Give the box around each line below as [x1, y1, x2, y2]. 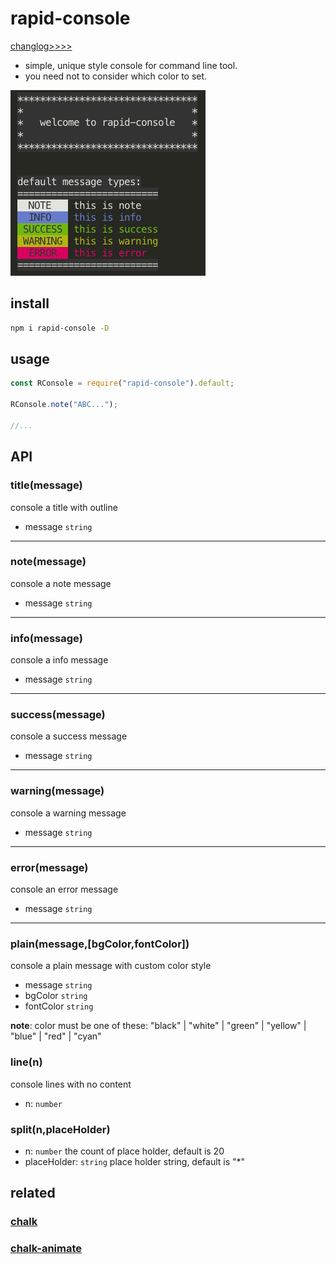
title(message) [10, 478, 83, 492]
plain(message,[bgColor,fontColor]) [10, 937, 190, 951]
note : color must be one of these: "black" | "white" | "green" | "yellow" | [10, 1020, 307, 1032]
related [10, 1185, 56, 1202]
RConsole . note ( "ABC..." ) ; [10, 400, 118, 410]
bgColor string [24, 990, 88, 1002]
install [10, 295, 50, 312]
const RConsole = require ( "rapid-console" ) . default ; [10, 378, 235, 389]
